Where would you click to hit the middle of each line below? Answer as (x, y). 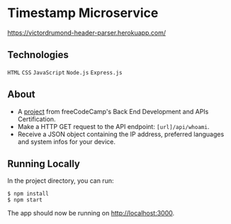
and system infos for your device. (66, 141)
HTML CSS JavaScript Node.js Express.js (65, 72)
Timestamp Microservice (83, 13)
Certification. (36, 119)
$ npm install (28, 194)
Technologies (38, 55)
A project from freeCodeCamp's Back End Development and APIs (113, 111)
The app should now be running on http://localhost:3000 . (91, 213)
